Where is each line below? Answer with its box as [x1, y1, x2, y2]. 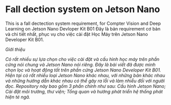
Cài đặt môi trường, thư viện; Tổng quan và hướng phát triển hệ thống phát [5, 88, 163, 94]
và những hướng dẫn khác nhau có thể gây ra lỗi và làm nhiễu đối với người [5, 78, 165, 84]
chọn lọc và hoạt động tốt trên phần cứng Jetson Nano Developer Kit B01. [5, 67, 161, 73]
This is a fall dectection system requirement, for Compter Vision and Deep [5, 20, 161, 26]
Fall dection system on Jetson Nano [5, 4, 160, 15]
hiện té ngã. [5, 94, 31, 100]
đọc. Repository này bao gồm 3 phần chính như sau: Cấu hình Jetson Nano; [5, 83, 166, 89]
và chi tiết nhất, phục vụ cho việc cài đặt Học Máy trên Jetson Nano [5, 31, 148, 37]
